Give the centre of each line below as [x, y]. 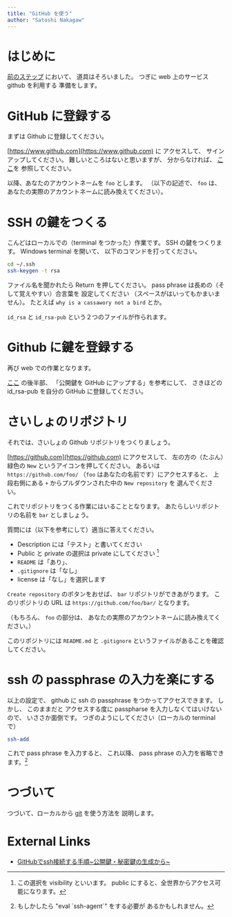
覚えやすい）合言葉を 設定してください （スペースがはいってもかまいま [120, 294]
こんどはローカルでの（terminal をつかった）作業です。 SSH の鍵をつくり [112, 243]
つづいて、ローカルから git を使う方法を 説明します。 [82, 813]
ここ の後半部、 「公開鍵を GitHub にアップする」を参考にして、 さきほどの [115, 382]
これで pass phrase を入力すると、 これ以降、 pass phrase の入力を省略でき [116, 753]
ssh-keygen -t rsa [33, 271]
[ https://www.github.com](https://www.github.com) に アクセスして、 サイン [116, 151]
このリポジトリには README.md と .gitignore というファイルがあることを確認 [116, 640]
